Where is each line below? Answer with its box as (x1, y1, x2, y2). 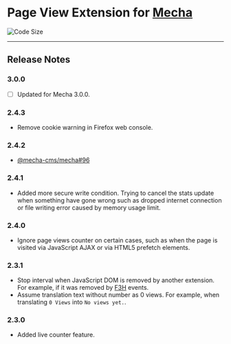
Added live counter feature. (16, 331, 95, 339)
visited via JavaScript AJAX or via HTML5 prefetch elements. (16, 243, 190, 251)
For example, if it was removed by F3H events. (16, 284, 149, 292)
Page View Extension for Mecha (7, 5, 193, 21)
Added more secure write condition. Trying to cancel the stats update (16, 189, 214, 197)
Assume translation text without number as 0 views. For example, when (16, 290, 220, 299)
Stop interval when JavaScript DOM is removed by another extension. (16, 276, 215, 284)
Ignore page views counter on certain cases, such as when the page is (16, 236, 218, 244)
